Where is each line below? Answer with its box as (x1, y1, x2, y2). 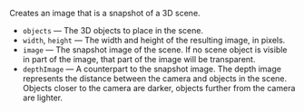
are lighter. (22, 92, 64, 103)
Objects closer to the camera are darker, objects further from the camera (22, 83, 296, 93)
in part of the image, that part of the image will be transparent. (22, 54, 256, 64)
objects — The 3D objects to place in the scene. (22, 25, 204, 35)
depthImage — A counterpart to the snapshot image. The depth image (22, 63, 281, 74)
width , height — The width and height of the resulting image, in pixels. (22, 35, 286, 45)
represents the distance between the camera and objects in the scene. (22, 73, 288, 84)
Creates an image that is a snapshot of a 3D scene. (9, 8, 201, 18)
